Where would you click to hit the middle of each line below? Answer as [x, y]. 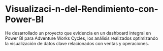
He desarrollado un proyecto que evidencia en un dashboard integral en [78, 33]
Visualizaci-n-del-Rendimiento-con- [82, 9]
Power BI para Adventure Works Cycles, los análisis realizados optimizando [82, 38]
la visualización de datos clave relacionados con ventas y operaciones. [77, 43]
